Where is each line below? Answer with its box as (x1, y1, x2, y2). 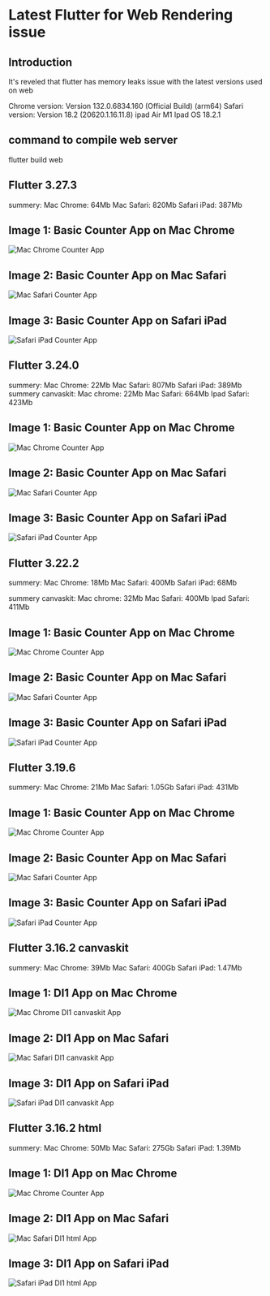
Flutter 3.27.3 (8, 179, 78, 192)
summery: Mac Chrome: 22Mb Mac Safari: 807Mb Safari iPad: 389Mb (8, 380, 242, 390)
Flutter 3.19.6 (8, 761, 76, 775)
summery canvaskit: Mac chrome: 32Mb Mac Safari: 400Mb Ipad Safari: (8, 594, 250, 603)
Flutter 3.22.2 (8, 556, 79, 570)
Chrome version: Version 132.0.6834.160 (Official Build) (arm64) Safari (8, 102, 244, 110)
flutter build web (8, 154, 63, 164)
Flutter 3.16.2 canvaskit (8, 941, 129, 955)
